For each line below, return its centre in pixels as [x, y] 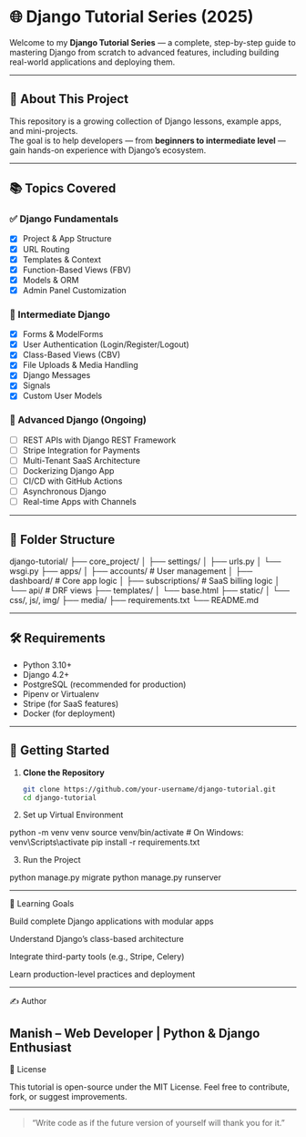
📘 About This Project [69, 99]
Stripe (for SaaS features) [71, 703]
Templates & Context [62, 259]
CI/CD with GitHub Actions [72, 481]
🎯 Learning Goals [42, 904]
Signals [36, 385]
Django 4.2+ [46, 674]
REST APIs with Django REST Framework [99, 440]
